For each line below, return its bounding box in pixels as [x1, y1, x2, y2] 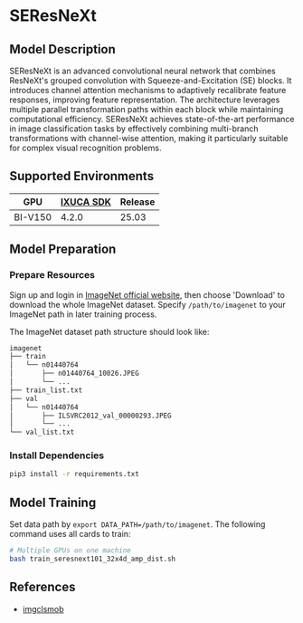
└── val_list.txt [9, 427, 75, 437]
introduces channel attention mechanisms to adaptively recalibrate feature [9, 85, 287, 95]
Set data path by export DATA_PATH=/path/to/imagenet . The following [9, 519, 266, 530]
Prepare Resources [9, 269, 95, 282]
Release [119, 196, 156, 208]
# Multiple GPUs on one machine [9, 546, 131, 555]
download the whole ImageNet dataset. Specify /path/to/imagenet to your [9, 299, 287, 310]
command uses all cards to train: [9, 529, 131, 540]
